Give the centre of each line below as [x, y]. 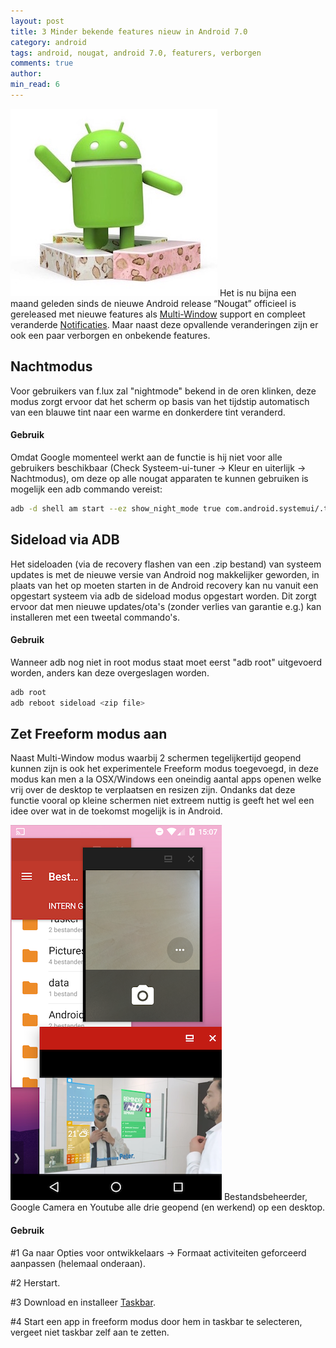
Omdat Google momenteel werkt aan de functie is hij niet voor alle [146, 457]
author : [26, 74]
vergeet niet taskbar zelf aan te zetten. [90, 1332]
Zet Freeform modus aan [89, 733]
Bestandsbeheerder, [265, 1197]
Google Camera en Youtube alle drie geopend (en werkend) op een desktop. [168, 1207]
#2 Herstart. [35, 1282]
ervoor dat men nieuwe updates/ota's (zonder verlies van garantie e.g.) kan [166, 606]
